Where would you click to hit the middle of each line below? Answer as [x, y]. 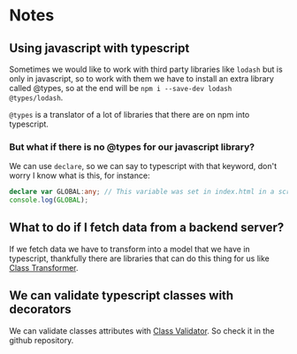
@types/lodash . [36, 97]
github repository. [42, 340]
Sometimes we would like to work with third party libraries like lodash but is [146, 69]
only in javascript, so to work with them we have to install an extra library [141, 79]
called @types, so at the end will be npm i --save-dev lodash [121, 88]
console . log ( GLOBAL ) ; [49, 200]
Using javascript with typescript [99, 48]
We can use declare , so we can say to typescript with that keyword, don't [143, 166]
